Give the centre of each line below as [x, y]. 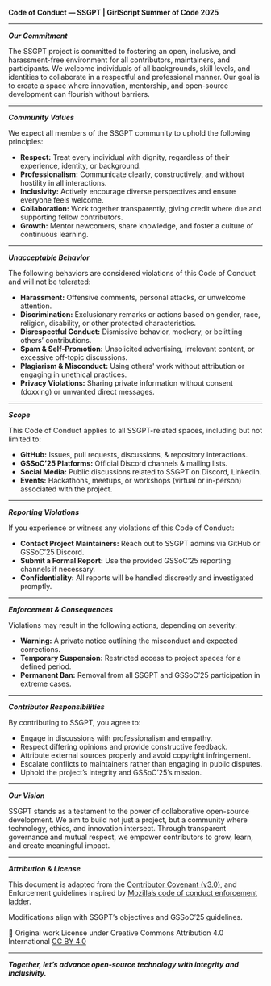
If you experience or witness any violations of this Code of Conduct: [121, 528]
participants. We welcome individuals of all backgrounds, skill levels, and [129, 68]
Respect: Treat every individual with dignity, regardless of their [125, 157]
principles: [26, 142]
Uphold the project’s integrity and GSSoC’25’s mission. [111, 772]
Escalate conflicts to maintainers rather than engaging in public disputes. [141, 764]
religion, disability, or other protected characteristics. [108, 323]
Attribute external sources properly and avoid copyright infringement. [135, 755]
